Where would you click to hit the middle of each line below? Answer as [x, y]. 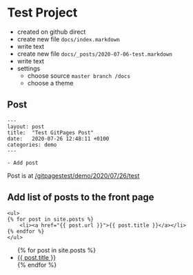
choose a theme [50, 83]
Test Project [42, 13]
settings [29, 68]
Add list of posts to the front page [81, 197]
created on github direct [51, 32]
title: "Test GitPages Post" [51, 132]
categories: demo [32, 145]
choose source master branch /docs [79, 75]
